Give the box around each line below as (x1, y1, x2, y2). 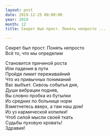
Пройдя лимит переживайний (5, 71, 70, 77)
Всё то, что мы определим (5, 50, 63, 57)
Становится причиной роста (5, 60, 67, 66)
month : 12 (5, 21, 26, 27)
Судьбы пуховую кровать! (5, 120, 63, 126)
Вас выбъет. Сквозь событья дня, (5, 82, 78, 88)
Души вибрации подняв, (5, 87, 59, 93)
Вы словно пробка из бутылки (5, 93, 71, 99)
